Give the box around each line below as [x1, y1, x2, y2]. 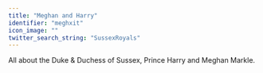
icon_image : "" [8, 26, 59, 34]
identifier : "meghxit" [8, 19, 84, 27]
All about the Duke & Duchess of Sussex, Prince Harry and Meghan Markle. [8, 56, 256, 65]
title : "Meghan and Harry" [8, 11, 98, 20]
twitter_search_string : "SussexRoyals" [8, 33, 141, 42]
